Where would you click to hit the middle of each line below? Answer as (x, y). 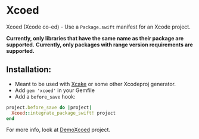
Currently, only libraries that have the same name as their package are (95, 38)
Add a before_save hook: (45, 96)
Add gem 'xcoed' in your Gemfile (55, 90)
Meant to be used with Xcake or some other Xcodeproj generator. (95, 84)
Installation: (29, 70)
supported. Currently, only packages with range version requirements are (100, 45)
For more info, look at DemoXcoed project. (58, 130)
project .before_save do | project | (49, 108)
